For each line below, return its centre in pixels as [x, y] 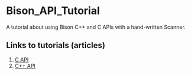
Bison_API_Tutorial [53, 11]
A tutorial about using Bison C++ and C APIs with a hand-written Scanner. [96, 27]
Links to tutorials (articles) [56, 45]
